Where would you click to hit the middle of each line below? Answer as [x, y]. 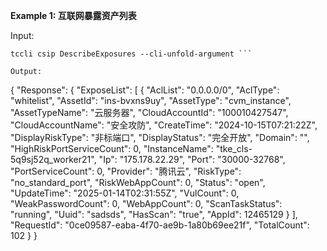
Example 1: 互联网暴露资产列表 [73, 15]
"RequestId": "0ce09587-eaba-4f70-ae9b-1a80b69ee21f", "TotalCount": [160, 225]
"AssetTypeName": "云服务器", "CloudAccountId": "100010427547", [149, 112]
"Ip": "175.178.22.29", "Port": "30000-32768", [192, 159]
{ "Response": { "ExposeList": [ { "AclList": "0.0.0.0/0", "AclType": [145, 90]
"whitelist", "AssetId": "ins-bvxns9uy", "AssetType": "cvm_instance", [151, 100]
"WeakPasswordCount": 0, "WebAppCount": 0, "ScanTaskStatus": [146, 203]
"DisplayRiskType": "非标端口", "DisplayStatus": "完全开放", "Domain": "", [160, 137]
